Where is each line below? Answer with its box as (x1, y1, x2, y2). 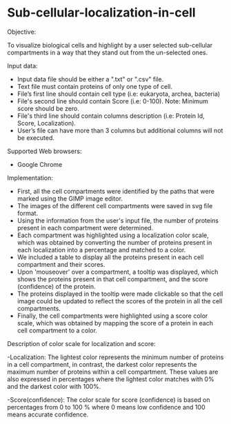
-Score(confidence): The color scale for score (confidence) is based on (7, 395, 210, 404)
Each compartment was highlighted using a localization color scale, (17, 231, 209, 239)
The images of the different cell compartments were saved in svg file (17, 201, 213, 210)
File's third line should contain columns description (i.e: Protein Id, (17, 112, 205, 120)
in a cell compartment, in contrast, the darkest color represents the (7, 360, 198, 368)
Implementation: (7, 174, 54, 182)
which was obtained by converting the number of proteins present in (17, 238, 212, 246)
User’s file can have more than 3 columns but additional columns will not (17, 126, 223, 134)
